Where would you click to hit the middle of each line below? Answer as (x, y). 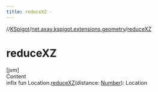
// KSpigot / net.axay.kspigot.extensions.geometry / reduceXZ (79, 29)
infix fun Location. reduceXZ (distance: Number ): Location (77, 82)
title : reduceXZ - (29, 12)
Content (16, 76)
